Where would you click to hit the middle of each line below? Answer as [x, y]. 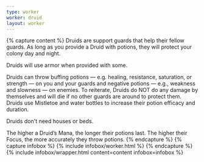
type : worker [23, 12]
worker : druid [24, 18]
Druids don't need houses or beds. [50, 121]
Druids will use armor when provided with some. [67, 65]
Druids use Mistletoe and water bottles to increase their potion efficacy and [101, 103]
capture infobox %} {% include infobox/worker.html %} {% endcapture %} [100, 146]
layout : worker [26, 23]
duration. [18, 110]
